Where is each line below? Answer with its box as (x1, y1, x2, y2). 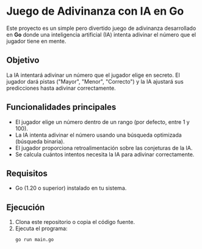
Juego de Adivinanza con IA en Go (6, 4, 184, 18)
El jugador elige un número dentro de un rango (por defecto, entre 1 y (15, 118, 190, 126)
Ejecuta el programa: (15, 225, 68, 233)
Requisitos (6, 168, 48, 178)
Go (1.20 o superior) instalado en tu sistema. (15, 184, 127, 192)
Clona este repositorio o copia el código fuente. (15, 218, 135, 226)
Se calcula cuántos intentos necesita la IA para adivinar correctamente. (15, 151, 195, 158)
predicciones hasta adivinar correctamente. (6, 84, 116, 92)
